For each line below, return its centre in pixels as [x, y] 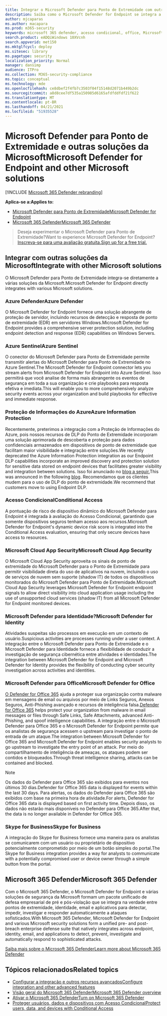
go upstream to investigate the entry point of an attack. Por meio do [75, 747]
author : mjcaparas [24, 19]
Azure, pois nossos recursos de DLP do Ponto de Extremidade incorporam [81, 434]
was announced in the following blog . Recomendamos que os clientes [77, 477]
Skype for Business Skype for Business [53, 826]
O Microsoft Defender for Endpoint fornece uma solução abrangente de [78, 312]
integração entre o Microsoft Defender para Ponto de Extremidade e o [77, 644]
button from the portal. [28, 864]
